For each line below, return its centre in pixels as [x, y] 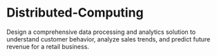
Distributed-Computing [75, 13]
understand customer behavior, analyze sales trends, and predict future [108, 39]
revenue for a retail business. [48, 46]
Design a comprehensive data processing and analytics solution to [101, 32]
